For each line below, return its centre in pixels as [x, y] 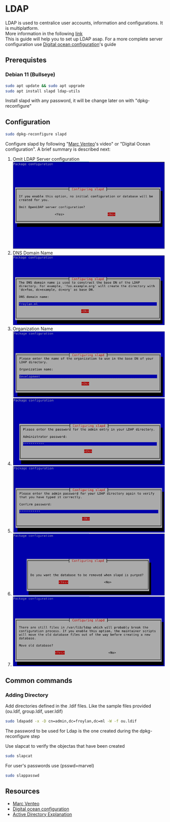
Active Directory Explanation [42, 814]
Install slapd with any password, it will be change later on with [70, 101]
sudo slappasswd [22, 775]
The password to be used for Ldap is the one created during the [72, 730]
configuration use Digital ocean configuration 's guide [61, 44]
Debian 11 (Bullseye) [30, 75]
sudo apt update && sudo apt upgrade [45, 86]
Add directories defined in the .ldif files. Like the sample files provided [78, 706]
